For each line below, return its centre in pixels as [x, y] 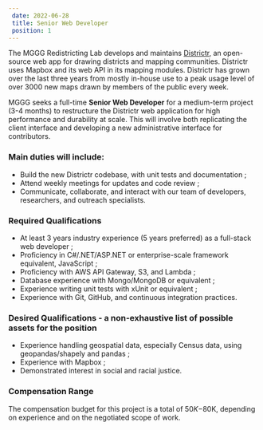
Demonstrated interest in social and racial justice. [101, 371]
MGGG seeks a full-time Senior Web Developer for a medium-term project [131, 103]
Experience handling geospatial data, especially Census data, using [131, 345]
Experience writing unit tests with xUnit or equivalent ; [108, 289]
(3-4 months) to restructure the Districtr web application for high [114, 111]
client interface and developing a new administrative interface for [115, 128]
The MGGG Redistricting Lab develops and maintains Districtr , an [115, 53]
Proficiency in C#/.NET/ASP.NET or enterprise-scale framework [124, 254]
